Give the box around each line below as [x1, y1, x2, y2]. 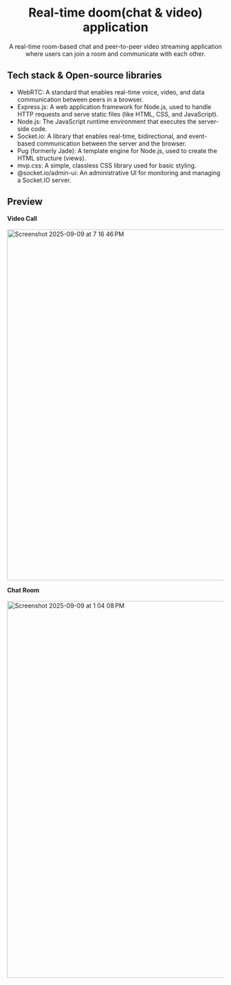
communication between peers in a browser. [16, 95, 144, 103]
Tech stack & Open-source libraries [7, 70, 162, 81]
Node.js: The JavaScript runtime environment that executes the [16, 117, 197, 126]
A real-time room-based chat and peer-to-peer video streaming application [9, 42, 222, 50]
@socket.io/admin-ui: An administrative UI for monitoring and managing [16, 168, 221, 177]
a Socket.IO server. [16, 176, 71, 184]
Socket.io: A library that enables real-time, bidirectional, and [16, 132, 188, 140]
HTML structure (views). [16, 154, 87, 162]
